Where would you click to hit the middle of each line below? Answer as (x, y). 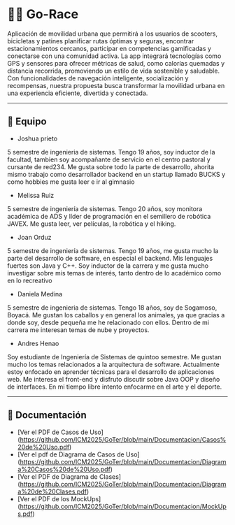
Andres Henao (38, 343)
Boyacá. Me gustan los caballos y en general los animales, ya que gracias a (116, 315)
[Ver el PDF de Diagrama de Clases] (69, 476)
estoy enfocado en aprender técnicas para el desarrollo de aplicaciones (111, 372)
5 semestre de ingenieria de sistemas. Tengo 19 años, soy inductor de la (111, 152)
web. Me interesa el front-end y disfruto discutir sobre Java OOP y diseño (114, 379)
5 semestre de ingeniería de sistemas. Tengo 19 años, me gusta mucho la (113, 250)
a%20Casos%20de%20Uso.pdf (64, 469)
